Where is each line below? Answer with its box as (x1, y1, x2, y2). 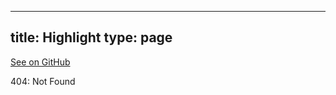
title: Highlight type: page (10, 29, 173, 46)
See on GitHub (10, 56, 71, 68)
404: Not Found (10, 75, 76, 87)
